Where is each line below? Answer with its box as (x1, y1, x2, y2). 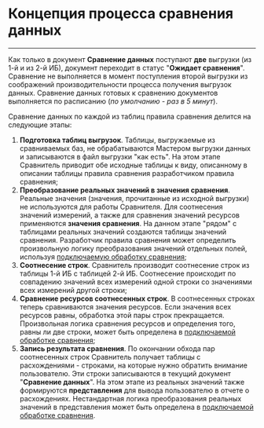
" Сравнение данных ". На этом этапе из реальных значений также (19, 377, 245, 386)
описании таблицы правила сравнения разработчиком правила (19, 168, 234, 177)
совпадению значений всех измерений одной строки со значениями (19, 276, 253, 287)
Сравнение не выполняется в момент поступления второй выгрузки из (8, 71, 248, 81)
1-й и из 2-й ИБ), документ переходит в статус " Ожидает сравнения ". (8, 63, 245, 72)
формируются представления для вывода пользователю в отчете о (19, 386, 250, 395)
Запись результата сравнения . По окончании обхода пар (19, 343, 216, 353)
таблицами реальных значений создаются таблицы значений (19, 227, 227, 236)
